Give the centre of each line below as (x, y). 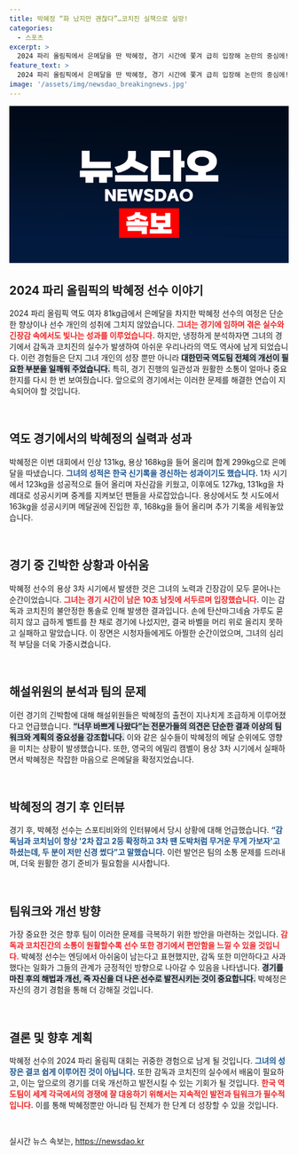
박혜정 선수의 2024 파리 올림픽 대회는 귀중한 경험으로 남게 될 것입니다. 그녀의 (143, 1060)
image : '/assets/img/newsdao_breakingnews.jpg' (99, 84)
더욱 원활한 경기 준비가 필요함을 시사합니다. (95, 863)
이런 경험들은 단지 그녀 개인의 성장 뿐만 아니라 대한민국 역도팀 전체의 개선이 (150, 358)
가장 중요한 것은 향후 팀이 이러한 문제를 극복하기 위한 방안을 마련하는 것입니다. (144, 934)
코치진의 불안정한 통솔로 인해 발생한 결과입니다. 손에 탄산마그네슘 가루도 (150, 610)
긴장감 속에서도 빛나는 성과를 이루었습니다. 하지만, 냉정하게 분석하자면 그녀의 (141, 336)
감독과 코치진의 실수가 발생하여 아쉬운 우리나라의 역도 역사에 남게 (145, 347)
